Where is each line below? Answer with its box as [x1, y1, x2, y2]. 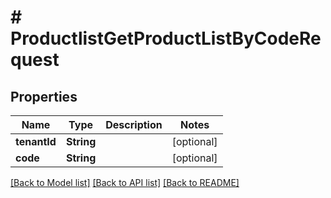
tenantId [15, 135, 57, 148]
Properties [10, 88, 78, 105]
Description [105, 118, 163, 131]
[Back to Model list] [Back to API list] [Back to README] [10, 177, 240, 188]
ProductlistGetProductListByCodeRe [10, 27, 322, 50]
